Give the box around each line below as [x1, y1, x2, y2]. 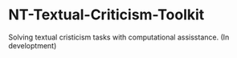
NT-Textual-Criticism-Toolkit [8, 6, 205, 24]
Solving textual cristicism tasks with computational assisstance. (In [8, 32, 230, 42]
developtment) [8, 40, 57, 50]
